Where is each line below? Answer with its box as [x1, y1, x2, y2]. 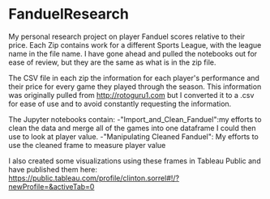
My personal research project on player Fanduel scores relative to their [8, 32, 246, 41]
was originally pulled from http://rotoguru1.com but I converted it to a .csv [8, 90, 255, 99]
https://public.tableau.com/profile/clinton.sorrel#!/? [8, 173, 180, 183]
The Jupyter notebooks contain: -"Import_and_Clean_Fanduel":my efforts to [8, 114, 262, 124]
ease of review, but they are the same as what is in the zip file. [8, 57, 216, 67]
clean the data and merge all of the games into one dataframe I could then [8, 123, 257, 133]
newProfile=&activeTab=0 [8, 181, 95, 191]
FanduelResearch [8, 5, 130, 23]
